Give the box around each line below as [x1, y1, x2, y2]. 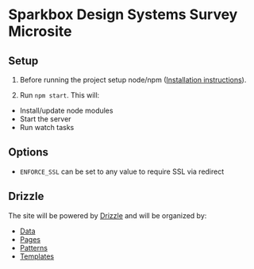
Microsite [8, 22, 72, 40]
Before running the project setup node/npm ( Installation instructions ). [19, 75, 247, 84]
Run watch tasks [19, 123, 75, 132]
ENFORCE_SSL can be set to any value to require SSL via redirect [19, 167, 225, 176]
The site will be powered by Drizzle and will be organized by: [8, 210, 207, 220]
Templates [19, 252, 54, 261]
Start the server [19, 114, 71, 124]
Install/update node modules [19, 106, 114, 115]
